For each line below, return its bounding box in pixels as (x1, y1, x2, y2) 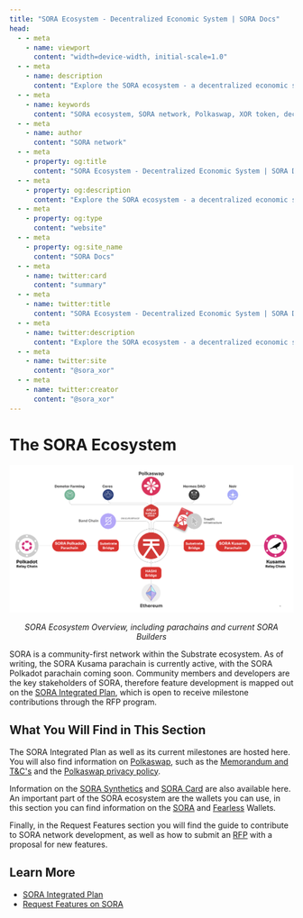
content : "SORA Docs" (32, 252, 115, 261)
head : (9, 23, 30, 33)
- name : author (25, 129, 83, 138)
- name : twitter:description (25, 328, 135, 337)
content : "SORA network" (32, 138, 127, 148)
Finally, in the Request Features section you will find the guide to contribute (9, 820, 289, 831)
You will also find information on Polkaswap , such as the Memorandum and (9, 756, 289, 767)
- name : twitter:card (25, 271, 106, 280)
